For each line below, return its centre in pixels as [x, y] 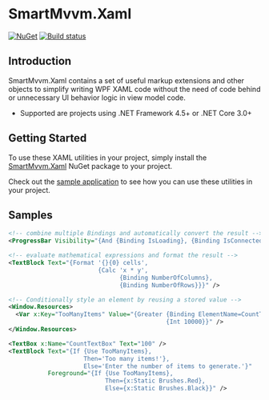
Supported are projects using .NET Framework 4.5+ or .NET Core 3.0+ [136, 113]
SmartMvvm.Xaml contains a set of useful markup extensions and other [126, 80]
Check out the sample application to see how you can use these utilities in [130, 182]
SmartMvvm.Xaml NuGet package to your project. [90, 166]
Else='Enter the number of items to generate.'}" [168, 366]
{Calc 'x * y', [123, 270]
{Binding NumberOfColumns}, [166, 278]
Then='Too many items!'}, [127, 358]
